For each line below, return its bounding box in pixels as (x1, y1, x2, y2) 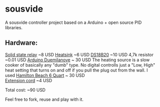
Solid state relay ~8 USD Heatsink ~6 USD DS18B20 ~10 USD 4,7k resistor (5, 52, 154, 57)
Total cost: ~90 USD (5, 87, 46, 93)
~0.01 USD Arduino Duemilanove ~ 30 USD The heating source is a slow (5, 57, 150, 63)
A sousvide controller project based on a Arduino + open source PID (5, 19, 142, 25)
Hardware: (5, 39, 38, 47)
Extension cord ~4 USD (5, 77, 53, 83)
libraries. (5, 24, 23, 30)
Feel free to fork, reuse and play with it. (5, 96, 84, 102)
